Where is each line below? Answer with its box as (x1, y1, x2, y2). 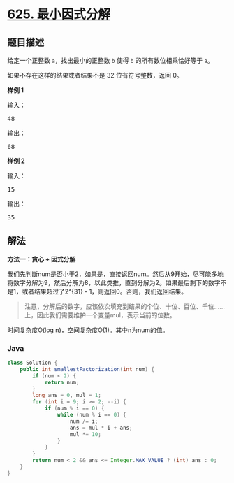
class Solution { (7, 359, 58, 367)
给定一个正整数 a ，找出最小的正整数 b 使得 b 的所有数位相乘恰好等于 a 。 (7, 57, 214, 64)
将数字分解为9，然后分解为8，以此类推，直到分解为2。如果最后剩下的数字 (7, 278, 221, 287)
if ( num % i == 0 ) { (44, 405, 105, 412)
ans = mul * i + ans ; (69, 424, 133, 431)
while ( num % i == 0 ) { (57, 412, 127, 419)
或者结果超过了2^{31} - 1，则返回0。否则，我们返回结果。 (22, 287, 187, 296)
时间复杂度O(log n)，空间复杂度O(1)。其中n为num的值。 (7, 326, 169, 334)
